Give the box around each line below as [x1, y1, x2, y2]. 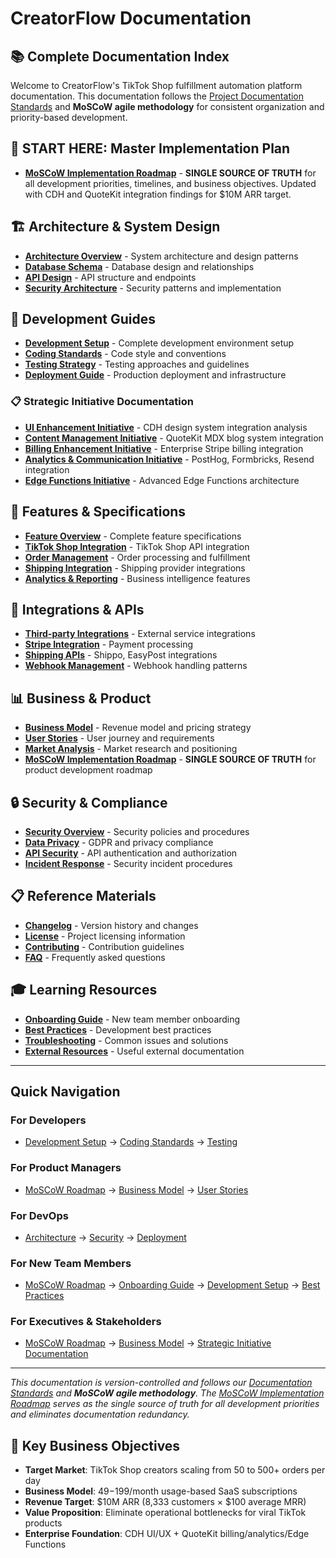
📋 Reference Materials [10, 888, 157, 905]
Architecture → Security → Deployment [24, 1231, 187, 1243]
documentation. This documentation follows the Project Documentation [10, 90, 305, 102]
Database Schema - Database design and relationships [24, 260, 255, 272]
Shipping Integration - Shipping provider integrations [24, 562, 246, 574]
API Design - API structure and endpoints [24, 271, 197, 283]
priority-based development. [10, 112, 128, 123]
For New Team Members [10, 1256, 132, 1270]
